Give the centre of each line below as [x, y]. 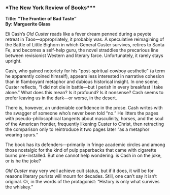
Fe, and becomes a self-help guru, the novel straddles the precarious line [82, 50]
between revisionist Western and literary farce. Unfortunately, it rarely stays [84, 55]
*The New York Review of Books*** [50, 8]
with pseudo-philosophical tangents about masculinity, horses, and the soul [84, 119]
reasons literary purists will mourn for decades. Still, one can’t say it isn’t [81, 176]
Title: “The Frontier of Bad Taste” [41, 19]
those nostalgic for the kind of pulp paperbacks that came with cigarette [81, 150]
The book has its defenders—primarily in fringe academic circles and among [85, 145]
